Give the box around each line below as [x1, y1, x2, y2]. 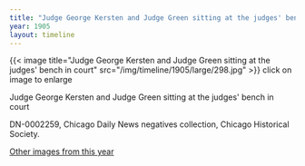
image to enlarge [9, 74, 73, 85]
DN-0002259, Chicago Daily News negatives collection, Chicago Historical [9, 119, 290, 130]
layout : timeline [9, 30, 75, 39]
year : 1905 [9, 22, 51, 31]
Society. [9, 129, 41, 140]
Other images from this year [9, 146, 114, 157]
